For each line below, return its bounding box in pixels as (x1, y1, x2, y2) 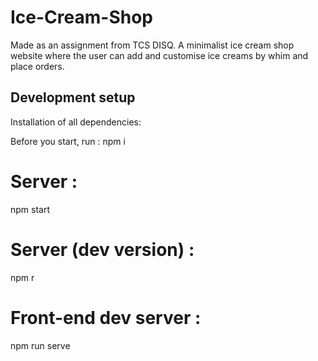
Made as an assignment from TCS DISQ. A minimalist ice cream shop (10, 39, 295, 51)
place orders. (10, 60, 65, 72)
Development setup (10, 89, 136, 106)
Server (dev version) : (10, 238, 195, 261)
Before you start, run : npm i (10, 135, 126, 147)
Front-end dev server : (10, 306, 202, 329)
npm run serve (10, 339, 71, 351)
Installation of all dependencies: (10, 116, 142, 128)
